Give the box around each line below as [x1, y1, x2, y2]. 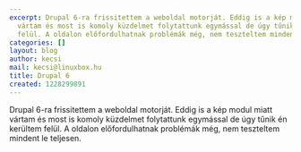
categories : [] [9, 38, 66, 47]
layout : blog [9, 46, 58, 55]
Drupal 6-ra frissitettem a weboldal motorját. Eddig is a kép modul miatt [9, 104, 273, 114]
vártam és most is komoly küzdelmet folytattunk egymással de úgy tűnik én [9, 114, 288, 124]
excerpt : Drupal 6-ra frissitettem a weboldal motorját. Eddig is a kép [9, 13, 287, 22]
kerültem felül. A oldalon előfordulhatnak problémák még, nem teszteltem [9, 122, 280, 134]
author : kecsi [9, 55, 63, 63]
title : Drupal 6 [9, 72, 70, 80]
